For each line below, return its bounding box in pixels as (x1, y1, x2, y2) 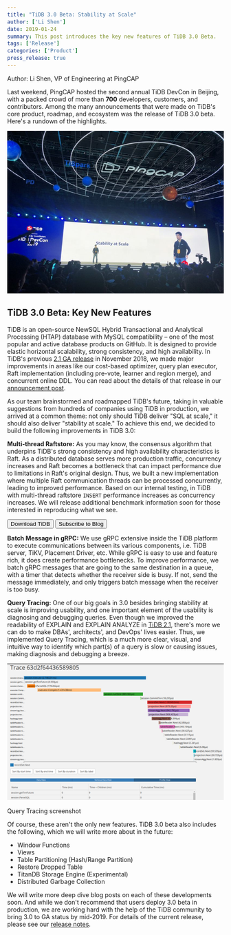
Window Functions (16, 841, 70, 849)
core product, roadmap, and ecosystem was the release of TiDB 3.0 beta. (7, 109, 215, 118)
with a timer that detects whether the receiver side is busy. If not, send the (7, 570, 218, 578)
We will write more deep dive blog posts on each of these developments (7, 890, 212, 899)
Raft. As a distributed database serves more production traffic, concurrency (7, 454, 222, 463)
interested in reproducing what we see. (7, 505, 118, 514)
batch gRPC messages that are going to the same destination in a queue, (7, 563, 214, 571)
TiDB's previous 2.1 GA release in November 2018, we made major (7, 355, 194, 363)
